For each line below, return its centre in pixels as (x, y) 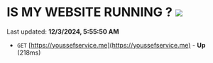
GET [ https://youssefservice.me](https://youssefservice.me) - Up (111, 45)
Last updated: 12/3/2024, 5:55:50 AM (63, 31)
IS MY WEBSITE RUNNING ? (90, 12)
